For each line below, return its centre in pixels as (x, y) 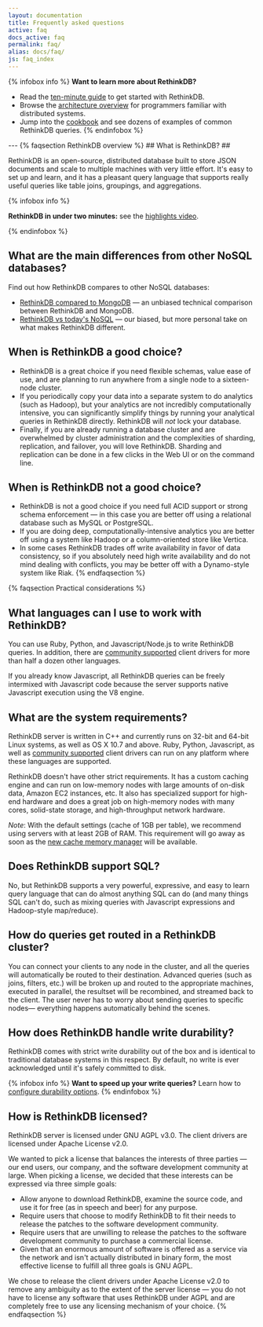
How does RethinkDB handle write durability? (121, 1032)
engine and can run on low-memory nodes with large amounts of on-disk (126, 784)
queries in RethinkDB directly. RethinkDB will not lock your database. (130, 421)
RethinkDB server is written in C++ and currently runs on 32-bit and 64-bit (128, 736)
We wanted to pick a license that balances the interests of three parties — (128, 1159)
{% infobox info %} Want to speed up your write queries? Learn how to (124, 1084)
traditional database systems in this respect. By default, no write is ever (124, 1060)
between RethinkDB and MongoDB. (77, 310)
